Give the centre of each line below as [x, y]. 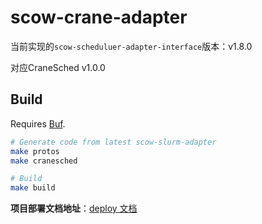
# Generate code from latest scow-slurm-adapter [113, 142]
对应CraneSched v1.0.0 [58, 67]
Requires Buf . [38, 123]
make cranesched [44, 161]
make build [33, 188]
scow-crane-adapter [99, 17]
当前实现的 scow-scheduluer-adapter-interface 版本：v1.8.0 [131, 46]
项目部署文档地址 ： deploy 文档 [74, 208]
